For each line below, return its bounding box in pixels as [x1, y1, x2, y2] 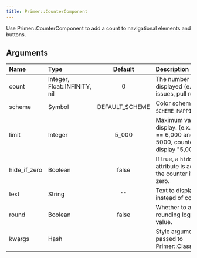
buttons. [6, 30, 26, 38]
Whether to [155, 203, 186, 212]
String [47, 190, 65, 198]
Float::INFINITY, [47, 83, 92, 91]
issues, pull [155, 90, 186, 98]
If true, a [155, 155, 179, 163]
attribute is [155, 162, 185, 171]
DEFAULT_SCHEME [97, 103, 151, 111]
